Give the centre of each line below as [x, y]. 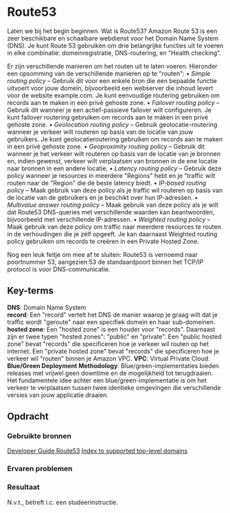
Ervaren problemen [40, 469]
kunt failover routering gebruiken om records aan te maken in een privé [108, 117]
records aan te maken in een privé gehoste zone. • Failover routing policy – [113, 102]
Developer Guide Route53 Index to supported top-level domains [97, 451]
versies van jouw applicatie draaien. [58, 395]
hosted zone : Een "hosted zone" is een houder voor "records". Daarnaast [111, 329]
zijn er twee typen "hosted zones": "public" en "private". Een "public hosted [114, 337]
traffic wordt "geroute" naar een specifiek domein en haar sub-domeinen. [111, 322]
